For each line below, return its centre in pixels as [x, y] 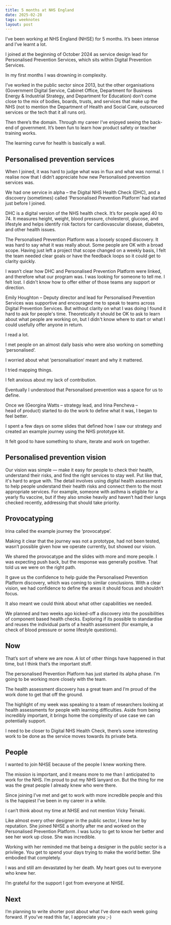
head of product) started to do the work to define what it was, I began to [81, 411]
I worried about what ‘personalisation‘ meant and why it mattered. [74, 360]
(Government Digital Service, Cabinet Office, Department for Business [79, 91]
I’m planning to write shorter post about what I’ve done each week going [81, 912]
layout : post [19, 24]
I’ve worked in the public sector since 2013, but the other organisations [80, 85]
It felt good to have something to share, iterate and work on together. [78, 441]
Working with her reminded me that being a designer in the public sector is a [86, 847]
